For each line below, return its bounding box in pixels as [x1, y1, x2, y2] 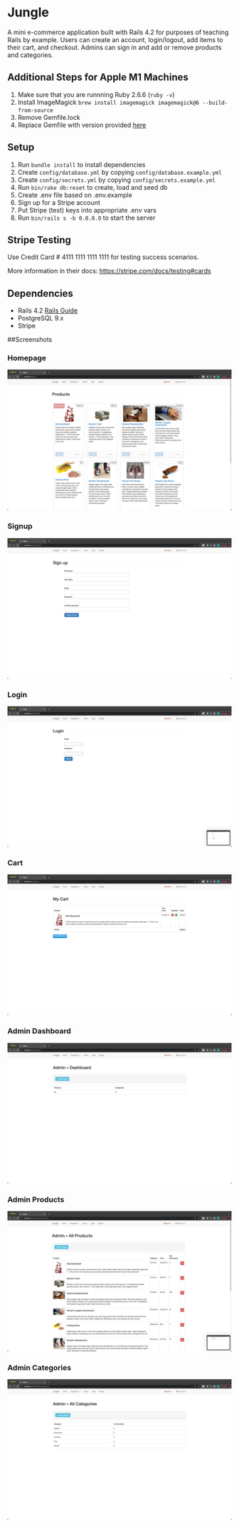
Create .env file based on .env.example [17, 191, 133, 199]
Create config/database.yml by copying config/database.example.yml [17, 168, 222, 176]
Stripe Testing [7, 233, 71, 246]
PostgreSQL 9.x [17, 314, 64, 323]
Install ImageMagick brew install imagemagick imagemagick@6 [17, 98, 200, 106]
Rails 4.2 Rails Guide [17, 306, 78, 315]
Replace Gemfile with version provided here [17, 121, 147, 129]
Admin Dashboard [7, 1026, 71, 1036]
